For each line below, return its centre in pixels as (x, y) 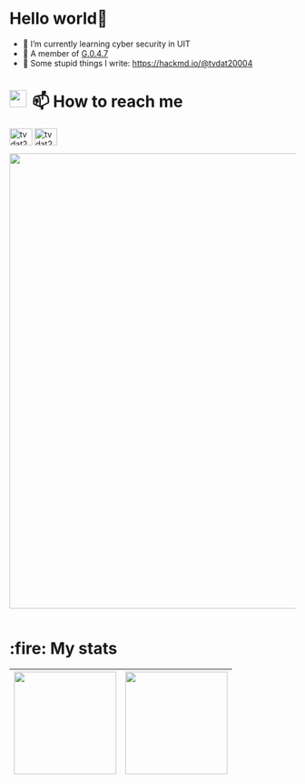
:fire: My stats (64, 649)
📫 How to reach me (108, 102)
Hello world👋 (59, 19)
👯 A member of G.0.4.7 (65, 53)
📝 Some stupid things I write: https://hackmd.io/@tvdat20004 (138, 63)
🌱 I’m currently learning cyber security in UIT (106, 44)
